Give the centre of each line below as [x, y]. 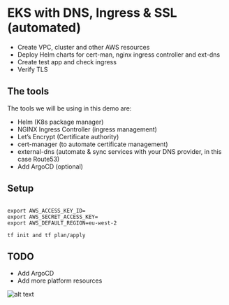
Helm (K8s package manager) [60, 122]
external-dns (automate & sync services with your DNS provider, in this [119, 151]
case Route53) [38, 159]
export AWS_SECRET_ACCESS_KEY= [53, 217]
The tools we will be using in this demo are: [69, 108]
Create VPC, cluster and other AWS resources [83, 47]
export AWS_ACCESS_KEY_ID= [46, 211]
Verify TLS [32, 69]
